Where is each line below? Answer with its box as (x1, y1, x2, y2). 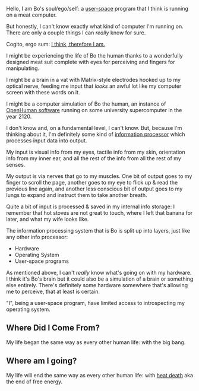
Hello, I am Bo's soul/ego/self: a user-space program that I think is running (6, 5, 189, 12)
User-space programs (14, 258, 70, 265)
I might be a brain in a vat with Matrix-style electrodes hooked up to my (6, 77, 181, 83)
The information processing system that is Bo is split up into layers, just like (6, 227, 190, 234)
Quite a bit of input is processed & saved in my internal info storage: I (6, 203, 175, 210)
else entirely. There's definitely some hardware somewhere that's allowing (6, 282, 188, 288)
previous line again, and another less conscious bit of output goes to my (6, 185, 183, 192)
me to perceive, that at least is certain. (6, 288, 100, 295)
